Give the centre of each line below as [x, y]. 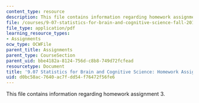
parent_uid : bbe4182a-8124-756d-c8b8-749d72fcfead [70, 61]
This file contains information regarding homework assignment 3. [86, 94]
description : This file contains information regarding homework [88, 17]
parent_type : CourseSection [41, 55]
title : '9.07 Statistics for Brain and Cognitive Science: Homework [92, 72]
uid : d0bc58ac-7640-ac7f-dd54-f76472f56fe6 [61, 77]
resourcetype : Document [36, 66]
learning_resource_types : [38, 34]
